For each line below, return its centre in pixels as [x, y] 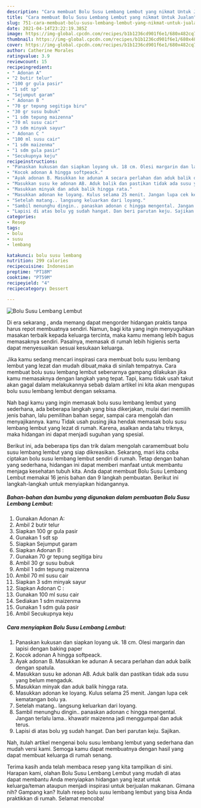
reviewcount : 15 [27, 61]
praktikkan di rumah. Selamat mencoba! [56, 798]
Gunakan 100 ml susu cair [47, 595]
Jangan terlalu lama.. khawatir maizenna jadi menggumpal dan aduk [99, 719]
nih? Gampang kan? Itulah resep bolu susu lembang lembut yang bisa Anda [99, 792]
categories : [21, 217]
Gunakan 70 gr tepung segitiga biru [59, 557]
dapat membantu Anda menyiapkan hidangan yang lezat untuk [84, 779]
